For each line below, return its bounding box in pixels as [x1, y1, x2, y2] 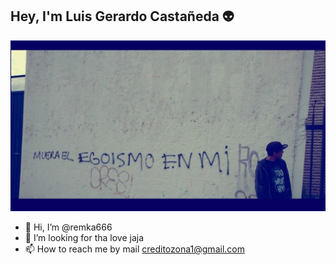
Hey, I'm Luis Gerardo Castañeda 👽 [10, 8, 235, 25]
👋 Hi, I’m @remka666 [24, 221, 113, 233]
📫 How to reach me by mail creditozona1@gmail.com [24, 243, 245, 255]
